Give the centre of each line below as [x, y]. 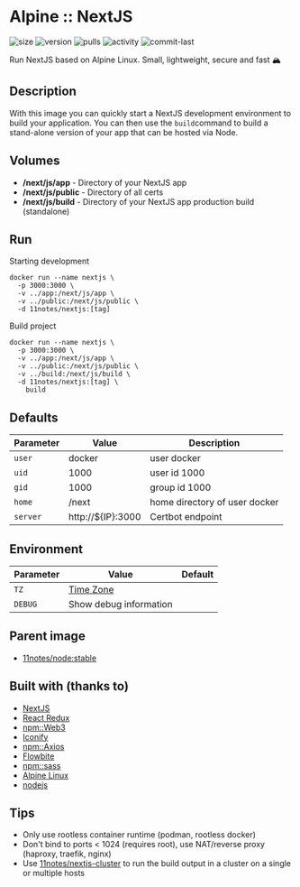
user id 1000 [177, 473]
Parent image [47, 637]
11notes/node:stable [59, 658]
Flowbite [38, 756]
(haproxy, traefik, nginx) [67, 854]
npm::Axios [43, 746]
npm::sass [41, 765]
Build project [33, 326]
